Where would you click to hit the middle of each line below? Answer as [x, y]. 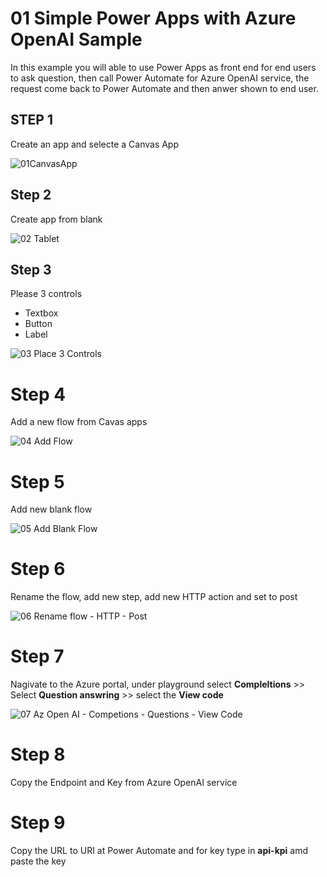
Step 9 [38, 823]
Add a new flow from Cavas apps [79, 422]
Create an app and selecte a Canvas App [95, 144]
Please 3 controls [46, 294]
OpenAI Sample [76, 39]
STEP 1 [32, 120]
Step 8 [38, 754]
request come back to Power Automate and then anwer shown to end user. [164, 88]
